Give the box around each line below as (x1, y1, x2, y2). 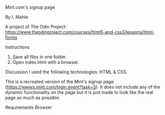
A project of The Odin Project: (5, 24, 67, 30)
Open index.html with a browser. (12, 59, 79, 65)
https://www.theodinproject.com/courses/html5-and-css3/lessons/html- (5, 29, 155, 35)
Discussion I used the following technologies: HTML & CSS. (5, 69, 127, 75)
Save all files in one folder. (12, 54, 67, 60)
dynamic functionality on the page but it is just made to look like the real (5, 89, 153, 95)
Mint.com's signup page (5, 5, 55, 10)
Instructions (5, 44, 30, 50)
